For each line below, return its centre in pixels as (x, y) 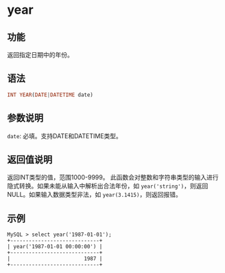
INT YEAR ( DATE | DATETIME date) (50, 95)
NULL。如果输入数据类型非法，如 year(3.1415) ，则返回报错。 (94, 195)
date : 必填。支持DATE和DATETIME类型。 (64, 135)
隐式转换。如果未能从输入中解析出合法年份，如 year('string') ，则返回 (108, 186)
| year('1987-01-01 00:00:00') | (55, 247)
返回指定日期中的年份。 (40, 55)
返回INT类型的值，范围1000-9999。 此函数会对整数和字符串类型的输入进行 (113, 177)
